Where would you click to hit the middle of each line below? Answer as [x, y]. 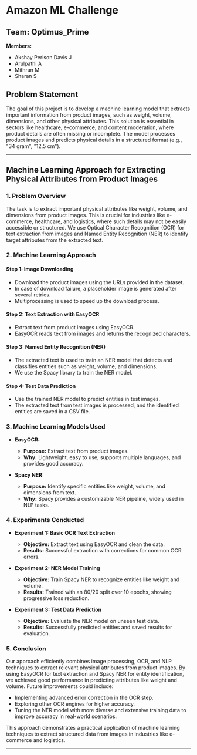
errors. [31, 557]
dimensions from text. [50, 492]
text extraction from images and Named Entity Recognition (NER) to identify [97, 234]
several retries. [33, 295]
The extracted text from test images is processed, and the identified [97, 405]
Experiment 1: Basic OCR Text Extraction [65, 532]
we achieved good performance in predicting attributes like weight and [92, 680]
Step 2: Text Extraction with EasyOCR [53, 314]
